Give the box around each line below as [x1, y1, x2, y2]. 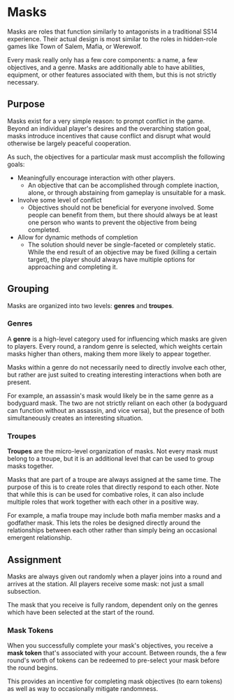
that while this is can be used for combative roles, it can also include [7, 490, 205, 499]
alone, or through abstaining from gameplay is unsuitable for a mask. [27, 188, 226, 196]
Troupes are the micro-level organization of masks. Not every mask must [7, 447, 218, 455]
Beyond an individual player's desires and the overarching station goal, [7, 124, 212, 133]
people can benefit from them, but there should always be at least [27, 210, 218, 219]
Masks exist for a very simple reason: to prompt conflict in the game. [7, 117, 205, 125]
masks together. [7, 462, 54, 470]
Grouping [7, 283, 50, 295]
